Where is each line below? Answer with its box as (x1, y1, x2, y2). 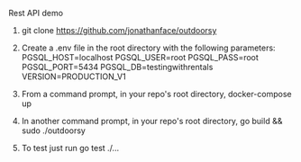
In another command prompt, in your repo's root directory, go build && (21, 116, 283, 126)
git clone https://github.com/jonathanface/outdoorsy (21, 25, 217, 35)
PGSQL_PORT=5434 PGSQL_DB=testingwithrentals (21, 62, 214, 72)
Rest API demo (8, 8, 64, 18)
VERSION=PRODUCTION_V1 (21, 71, 127, 82)
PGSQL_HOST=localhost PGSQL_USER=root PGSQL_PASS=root (21, 52, 259, 62)
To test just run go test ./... (21, 143, 119, 153)
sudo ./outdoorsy (21, 125, 87, 136)
